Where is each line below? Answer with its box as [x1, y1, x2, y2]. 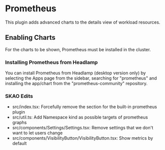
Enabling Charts [5, 33, 56, 42]
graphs [12, 120, 27, 125]
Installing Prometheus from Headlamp [5, 59, 98, 65]
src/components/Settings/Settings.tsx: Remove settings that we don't [12, 125, 154, 131]
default [12, 141, 27, 147]
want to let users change [12, 130, 63, 136]
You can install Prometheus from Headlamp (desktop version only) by [5, 70, 146, 76]
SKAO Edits [5, 92, 33, 99]
